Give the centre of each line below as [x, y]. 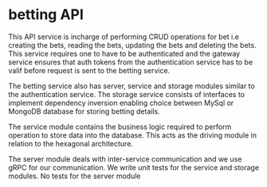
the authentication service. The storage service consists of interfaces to [127, 94]
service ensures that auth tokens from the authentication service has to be [131, 62]
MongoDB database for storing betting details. [84, 111]
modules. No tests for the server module [75, 176]
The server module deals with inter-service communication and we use [125, 159]
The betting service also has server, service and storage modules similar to [132, 86]
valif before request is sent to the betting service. [89, 70]
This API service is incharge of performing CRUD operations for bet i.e [124, 37]
